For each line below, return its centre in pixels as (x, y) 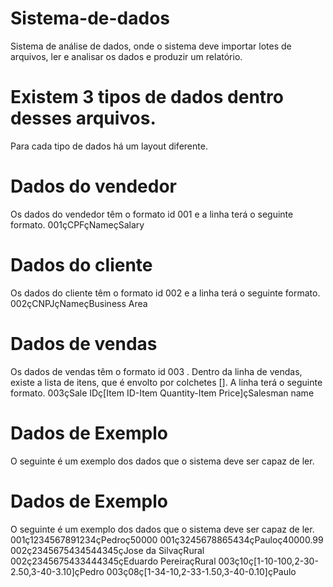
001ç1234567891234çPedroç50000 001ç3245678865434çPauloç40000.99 (167, 539)
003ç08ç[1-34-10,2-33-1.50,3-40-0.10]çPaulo (201, 571)
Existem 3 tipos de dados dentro (147, 97)
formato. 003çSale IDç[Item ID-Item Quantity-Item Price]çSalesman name (162, 393)
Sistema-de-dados (90, 18)
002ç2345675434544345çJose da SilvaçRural (107, 550)
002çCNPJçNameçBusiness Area (79, 303)
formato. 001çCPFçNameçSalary (77, 224)
